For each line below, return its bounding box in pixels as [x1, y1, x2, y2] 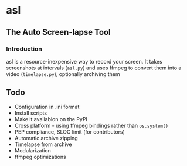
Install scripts [14, 109, 47, 117]
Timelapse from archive [14, 141, 72, 148]
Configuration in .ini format [14, 103, 80, 110]
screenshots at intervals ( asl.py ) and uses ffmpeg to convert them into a [6, 64, 182, 71]
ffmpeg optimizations [14, 153, 66, 160]
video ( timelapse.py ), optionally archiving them [6, 70, 120, 77]
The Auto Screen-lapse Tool [6, 27, 111, 37]
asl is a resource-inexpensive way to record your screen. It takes [6, 58, 162, 65]
